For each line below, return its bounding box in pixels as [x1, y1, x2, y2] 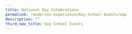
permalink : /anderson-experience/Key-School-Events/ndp [5, 12, 127, 17]
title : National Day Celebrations [5, 7, 79, 12]
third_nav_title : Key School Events [5, 21, 83, 26]
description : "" [5, 16, 40, 21]
